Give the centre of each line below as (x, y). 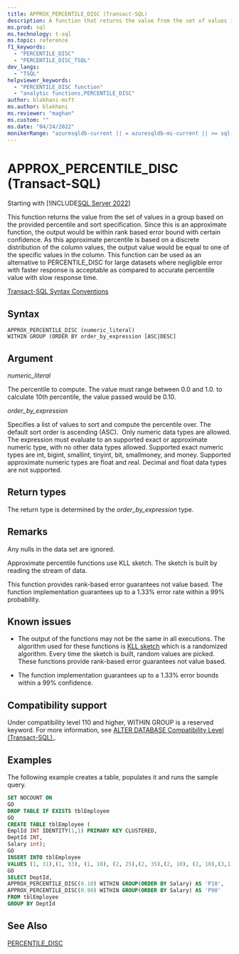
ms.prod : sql (27, 27)
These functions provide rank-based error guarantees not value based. (122, 662)
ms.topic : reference (38, 41)
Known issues (39, 622)
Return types (37, 492)
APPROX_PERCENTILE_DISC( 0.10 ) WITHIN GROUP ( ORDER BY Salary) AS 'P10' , (116, 884)
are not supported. (35, 470)
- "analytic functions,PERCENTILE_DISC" (74, 93)
